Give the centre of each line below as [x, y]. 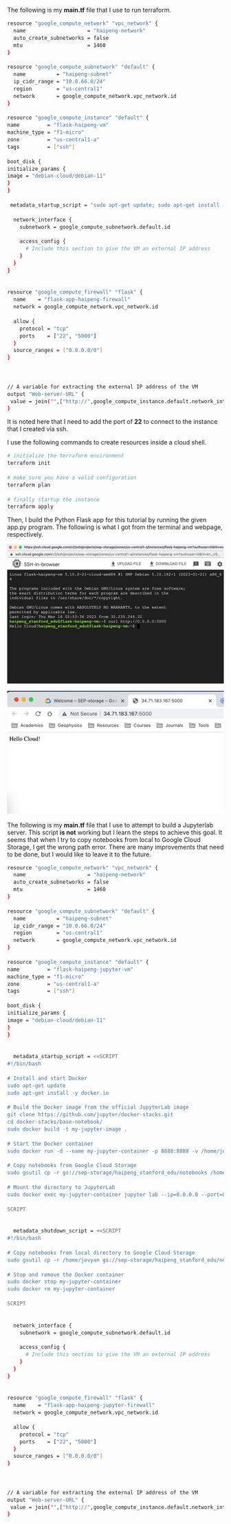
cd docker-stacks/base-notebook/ [55, 1122]
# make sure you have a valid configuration [72, 477]
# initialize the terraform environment [66, 456]
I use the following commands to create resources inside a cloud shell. [107, 442]
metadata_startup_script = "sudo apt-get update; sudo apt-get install [115, 205]
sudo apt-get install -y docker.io [58, 1093]
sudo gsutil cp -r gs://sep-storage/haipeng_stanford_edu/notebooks [107, 1173]
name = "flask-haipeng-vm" [58, 125]
